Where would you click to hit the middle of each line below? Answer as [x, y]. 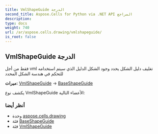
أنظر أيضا [15, 105]
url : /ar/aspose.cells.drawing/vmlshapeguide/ [53, 32]
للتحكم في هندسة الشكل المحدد [34, 73]
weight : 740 [17, 28]
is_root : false [21, 37]
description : [18, 19]
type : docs [16, 23]
